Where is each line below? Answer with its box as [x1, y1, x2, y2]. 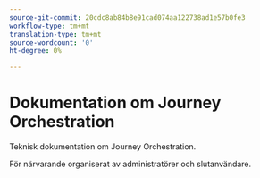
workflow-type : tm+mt [9, 21, 90, 30]
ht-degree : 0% [9, 47, 63, 55]
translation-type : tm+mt [9, 30, 102, 38]
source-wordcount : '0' [9, 38, 94, 47]
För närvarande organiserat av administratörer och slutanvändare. [9, 158, 252, 170]
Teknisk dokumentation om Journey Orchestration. [9, 141, 197, 152]
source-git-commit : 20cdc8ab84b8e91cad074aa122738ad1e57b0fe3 [9, 13, 246, 22]
